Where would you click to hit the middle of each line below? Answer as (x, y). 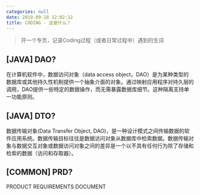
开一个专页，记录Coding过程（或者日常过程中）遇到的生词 (92, 40)
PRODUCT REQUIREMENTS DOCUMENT (56, 186)
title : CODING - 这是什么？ (39, 23)
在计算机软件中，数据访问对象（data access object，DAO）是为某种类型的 (98, 74)
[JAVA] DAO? (31, 59)
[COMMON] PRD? (40, 172)
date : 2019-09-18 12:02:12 (40, 17)
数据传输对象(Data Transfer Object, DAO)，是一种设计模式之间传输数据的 (95, 131)
